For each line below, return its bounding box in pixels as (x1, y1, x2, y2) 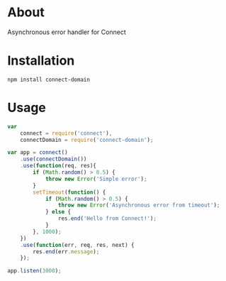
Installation (7, 53, 75, 69)
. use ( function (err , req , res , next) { (20, 241, 135, 248)
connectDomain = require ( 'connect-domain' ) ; (20, 136, 154, 143)
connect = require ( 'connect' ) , (20, 129, 113, 137)
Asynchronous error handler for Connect (7, 28, 126, 36)
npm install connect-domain (7, 76, 91, 83)
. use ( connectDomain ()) (20, 155, 87, 163)
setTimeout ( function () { (33, 189, 106, 196)
